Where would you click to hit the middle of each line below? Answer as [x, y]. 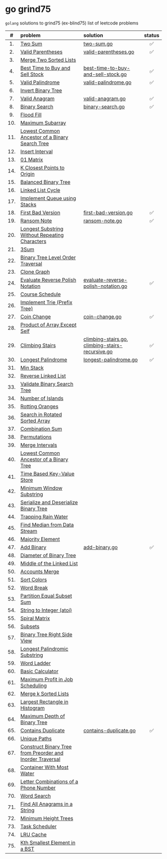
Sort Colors [34, 579]
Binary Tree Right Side [46, 634]
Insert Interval [37, 152]
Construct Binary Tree [46, 746]
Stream [29, 531]
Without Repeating [42, 235]
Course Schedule [41, 294]
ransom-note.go [103, 220]
